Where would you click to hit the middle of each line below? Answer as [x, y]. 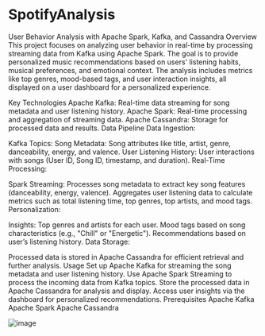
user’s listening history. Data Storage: [69, 241]
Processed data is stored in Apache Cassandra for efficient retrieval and [126, 257]
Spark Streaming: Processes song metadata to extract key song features [127, 183]
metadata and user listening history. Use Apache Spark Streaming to [120, 274]
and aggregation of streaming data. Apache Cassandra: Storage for [118, 119]
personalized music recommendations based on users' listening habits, [125, 62]
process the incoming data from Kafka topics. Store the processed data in [129, 282]
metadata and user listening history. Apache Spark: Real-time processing [128, 111]
